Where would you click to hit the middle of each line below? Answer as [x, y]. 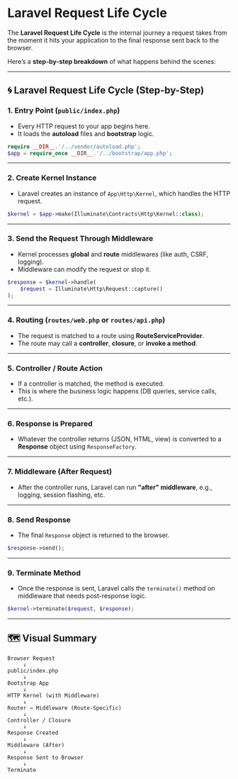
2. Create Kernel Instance [52, 178]
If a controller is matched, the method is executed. [91, 383]
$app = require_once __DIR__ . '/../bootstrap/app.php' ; [90, 153]
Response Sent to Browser [45, 757]
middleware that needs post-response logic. [82, 596]
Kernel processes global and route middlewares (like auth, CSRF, [113, 254]
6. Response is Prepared [50, 423]
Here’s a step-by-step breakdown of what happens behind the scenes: [112, 61]
